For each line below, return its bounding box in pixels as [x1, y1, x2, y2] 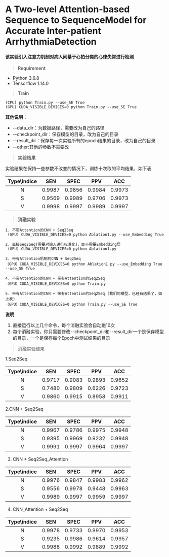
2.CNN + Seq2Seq [5, 406, 44, 412]
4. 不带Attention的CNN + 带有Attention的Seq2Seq [5, 276, 105, 281]
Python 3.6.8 [12, 75, 39, 81]
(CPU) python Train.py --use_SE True [5, 100, 85, 105]
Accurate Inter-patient [5, 25, 102, 37]
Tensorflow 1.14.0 [12, 80, 49, 87]
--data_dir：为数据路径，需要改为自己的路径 [12, 125, 105, 131]
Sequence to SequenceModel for [5, 14, 147, 26]
